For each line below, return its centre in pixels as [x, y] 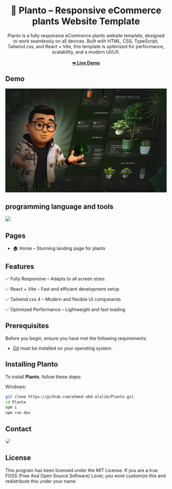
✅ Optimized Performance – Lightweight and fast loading [65, 310]
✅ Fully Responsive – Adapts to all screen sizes [55, 279]
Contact [18, 429]
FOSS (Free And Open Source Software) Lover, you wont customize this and [86, 476]
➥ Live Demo [86, 63]
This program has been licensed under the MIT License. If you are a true [82, 470]
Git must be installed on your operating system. [62, 348]
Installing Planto [32, 364]
